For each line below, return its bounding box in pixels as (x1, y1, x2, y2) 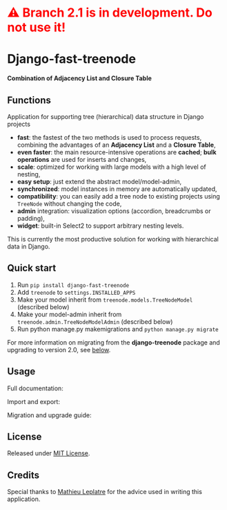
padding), (17, 214, 45, 222)
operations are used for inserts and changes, (17, 155, 147, 163)
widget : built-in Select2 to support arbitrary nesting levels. (17, 221, 184, 230)
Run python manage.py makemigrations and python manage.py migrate (17, 325, 219, 333)
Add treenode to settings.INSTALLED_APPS (17, 288, 136, 296)
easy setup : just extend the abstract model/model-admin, (17, 177, 181, 185)
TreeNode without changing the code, (17, 199, 122, 208)
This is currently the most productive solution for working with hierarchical (7, 235, 219, 243)
